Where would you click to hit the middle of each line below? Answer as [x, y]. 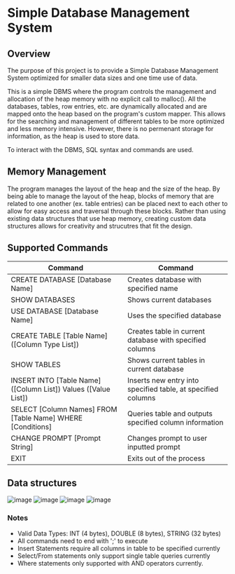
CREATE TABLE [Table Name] [59, 336]
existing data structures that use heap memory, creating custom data [107, 218]
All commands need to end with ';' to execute [83, 540]
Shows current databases [169, 299]
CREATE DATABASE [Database [61, 280]
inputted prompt [154, 446]
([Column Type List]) [45, 344]
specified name [152, 288]
